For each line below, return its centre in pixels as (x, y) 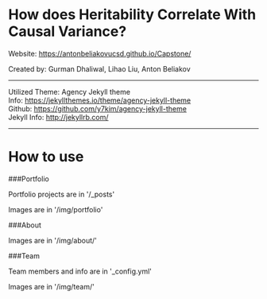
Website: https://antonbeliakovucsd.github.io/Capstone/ (100, 53)
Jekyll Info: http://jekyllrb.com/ (58, 117)
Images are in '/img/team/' (52, 286)
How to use (46, 157)
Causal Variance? (68, 31)
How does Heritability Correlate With (132, 15)
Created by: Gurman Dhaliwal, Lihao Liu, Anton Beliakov (99, 68)
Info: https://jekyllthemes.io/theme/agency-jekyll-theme (100, 100)
